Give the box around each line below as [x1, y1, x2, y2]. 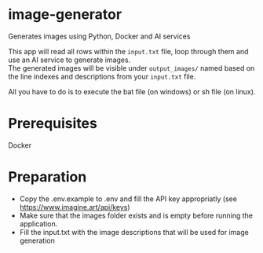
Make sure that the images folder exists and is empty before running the [19, 211, 254, 220]
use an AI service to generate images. [8, 55, 131, 64]
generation [19, 236, 55, 245]
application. [19, 218, 58, 229]
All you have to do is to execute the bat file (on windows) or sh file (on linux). [8, 86, 256, 96]
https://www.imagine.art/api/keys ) [19, 202, 131, 211]
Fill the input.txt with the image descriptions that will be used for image [19, 227, 249, 236]
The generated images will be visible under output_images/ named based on [8, 63, 255, 72]
